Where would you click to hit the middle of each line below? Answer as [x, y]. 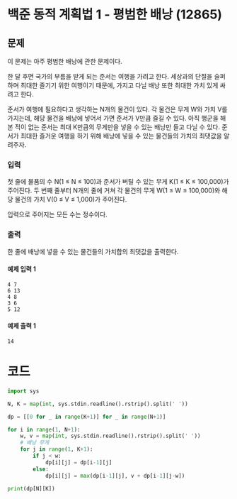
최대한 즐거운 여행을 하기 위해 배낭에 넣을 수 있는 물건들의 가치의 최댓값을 [121, 136]
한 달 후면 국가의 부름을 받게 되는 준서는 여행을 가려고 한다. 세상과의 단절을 [110, 76]
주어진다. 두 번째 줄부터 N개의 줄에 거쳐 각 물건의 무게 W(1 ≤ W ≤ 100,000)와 [114, 191]
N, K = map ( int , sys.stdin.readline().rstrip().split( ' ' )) [98, 404]
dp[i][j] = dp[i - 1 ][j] [79, 462]
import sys [23, 391]
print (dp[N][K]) [31, 488]
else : [41, 469]
